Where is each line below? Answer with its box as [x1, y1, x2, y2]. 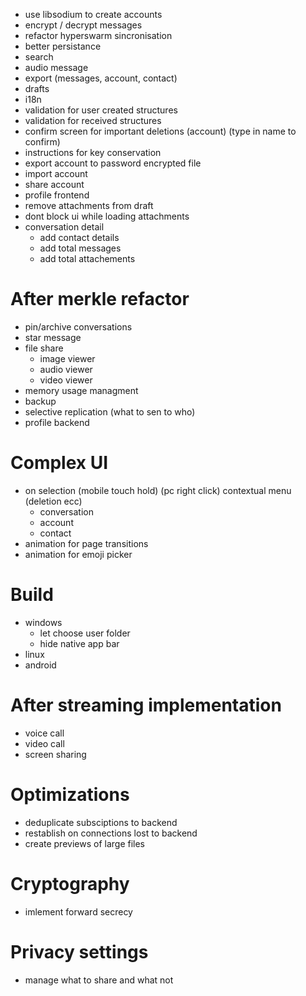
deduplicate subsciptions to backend [24, 816, 178, 828]
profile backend [24, 416, 90, 428]
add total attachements [39, 253, 136, 264]
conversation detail [24, 221, 105, 233]
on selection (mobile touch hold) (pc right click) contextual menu [24, 484, 292, 496]
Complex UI [10, 452, 109, 474]
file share [24, 342, 64, 354]
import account [24, 168, 88, 179]
